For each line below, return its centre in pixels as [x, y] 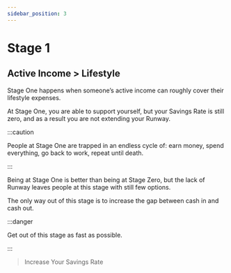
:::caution [21, 132]
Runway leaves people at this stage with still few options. [89, 187]
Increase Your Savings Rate [64, 262]
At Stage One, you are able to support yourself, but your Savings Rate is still [116, 111]
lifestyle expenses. [34, 97]
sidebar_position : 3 [37, 14]
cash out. [21, 208]
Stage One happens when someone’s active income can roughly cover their [115, 90]
